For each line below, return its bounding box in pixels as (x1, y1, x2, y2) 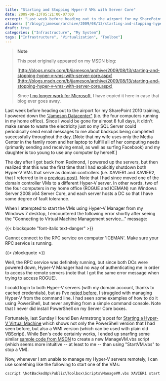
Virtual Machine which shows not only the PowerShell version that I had (9, 320, 155, 326)
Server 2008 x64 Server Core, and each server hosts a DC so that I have (5, 190, 153, 196)
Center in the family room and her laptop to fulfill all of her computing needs (5, 139, 160, 145)
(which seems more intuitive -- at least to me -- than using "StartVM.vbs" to (5, 341, 160, 347)
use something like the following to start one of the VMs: (5, 361, 120, 367)
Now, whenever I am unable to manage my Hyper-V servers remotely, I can (5, 356, 158, 362)
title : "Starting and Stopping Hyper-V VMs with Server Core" (5, 7, 136, 12)
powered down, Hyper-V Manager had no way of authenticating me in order (5, 265, 160, 270)
